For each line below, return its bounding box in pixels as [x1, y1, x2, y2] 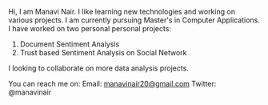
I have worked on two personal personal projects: [8, 24, 172, 33]
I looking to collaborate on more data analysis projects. [8, 63, 190, 73]
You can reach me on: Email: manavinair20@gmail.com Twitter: [8, 79, 217, 88]
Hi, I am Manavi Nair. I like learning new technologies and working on [8, 7, 236, 16]
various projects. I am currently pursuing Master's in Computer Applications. [8, 15, 260, 25]
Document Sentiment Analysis [19, 39, 120, 49]
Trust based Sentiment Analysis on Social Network [19, 48, 187, 57]
